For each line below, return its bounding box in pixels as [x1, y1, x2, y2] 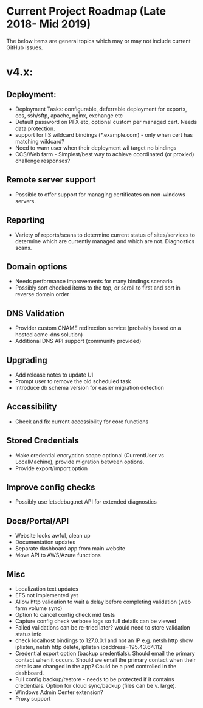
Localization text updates [15, 585, 79, 592]
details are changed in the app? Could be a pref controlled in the [15, 663, 177, 670]
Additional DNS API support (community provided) [15, 338, 142, 345]
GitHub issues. [6, 44, 43, 51]
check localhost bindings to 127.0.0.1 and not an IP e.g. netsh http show [15, 637, 193, 644]
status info [15, 631, 42, 638]
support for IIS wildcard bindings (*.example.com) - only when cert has [15, 131, 193, 138]
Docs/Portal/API [6, 516, 69, 526]
